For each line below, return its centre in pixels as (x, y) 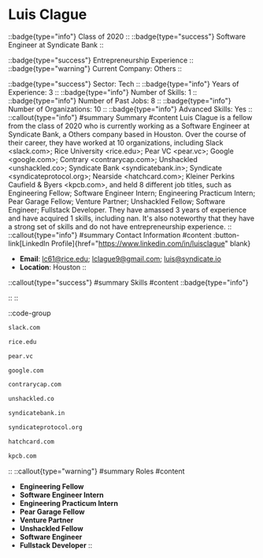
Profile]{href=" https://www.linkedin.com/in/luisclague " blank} (151, 243)
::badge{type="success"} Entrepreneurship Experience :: (101, 60)
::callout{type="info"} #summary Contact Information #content (110, 235)
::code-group (30, 313)
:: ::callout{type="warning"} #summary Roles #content (96, 471)
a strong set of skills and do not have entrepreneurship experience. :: (120, 226)
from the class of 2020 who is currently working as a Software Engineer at (129, 126)
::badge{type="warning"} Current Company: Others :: (95, 68)
